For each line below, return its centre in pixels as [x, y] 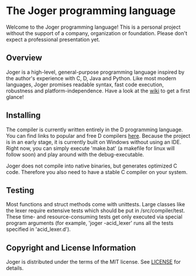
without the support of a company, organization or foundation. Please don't [97, 33]
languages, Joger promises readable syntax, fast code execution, [85, 84]
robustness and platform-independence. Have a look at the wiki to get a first [98, 91]
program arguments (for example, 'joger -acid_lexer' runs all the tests [90, 223]
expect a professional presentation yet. [53, 39]
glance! [15, 97]
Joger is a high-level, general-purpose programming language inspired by [95, 72]
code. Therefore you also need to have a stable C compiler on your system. [97, 172]
